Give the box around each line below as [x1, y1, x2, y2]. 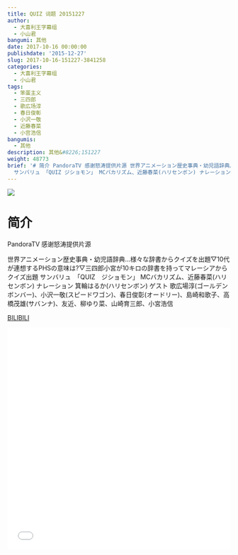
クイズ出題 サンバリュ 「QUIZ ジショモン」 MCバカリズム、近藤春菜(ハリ [7, 273, 228, 281]
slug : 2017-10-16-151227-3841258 [7, 57, 106, 64]
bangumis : [7, 136, 37, 143]
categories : [7, 63, 42, 70]
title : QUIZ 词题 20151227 [7, 10, 85, 18]
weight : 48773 [7, 155, 50, 163]
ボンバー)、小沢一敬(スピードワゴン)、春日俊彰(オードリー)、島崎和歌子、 [7, 290, 224, 299]
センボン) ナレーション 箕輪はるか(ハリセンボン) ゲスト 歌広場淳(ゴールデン [7, 281, 228, 290]
